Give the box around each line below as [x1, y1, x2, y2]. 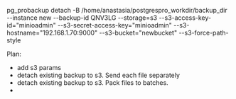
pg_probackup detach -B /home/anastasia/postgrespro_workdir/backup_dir [6, 6, 228, 14]
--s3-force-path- [178, 28, 229, 37]
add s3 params [16, 64, 62, 71]
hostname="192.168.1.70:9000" [6, 28, 98, 37]
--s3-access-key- [159, 13, 211, 22]
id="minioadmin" [6, 21, 56, 29]
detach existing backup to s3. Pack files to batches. [16, 78, 168, 87]
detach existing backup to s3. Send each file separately [16, 71, 181, 79]
